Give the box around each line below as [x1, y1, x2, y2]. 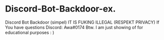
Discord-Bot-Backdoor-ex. [5, 3, 116, 14]
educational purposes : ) [5, 29, 55, 35]
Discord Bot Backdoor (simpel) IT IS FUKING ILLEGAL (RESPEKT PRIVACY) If [5, 19, 160, 25]
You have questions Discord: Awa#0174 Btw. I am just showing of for [5, 24, 143, 30]
